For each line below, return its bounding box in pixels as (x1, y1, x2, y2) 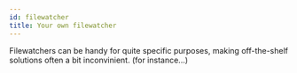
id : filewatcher (9, 12, 69, 22)
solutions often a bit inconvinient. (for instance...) (9, 55, 189, 65)
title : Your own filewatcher (9, 21, 117, 30)
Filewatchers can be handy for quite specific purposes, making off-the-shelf (9, 45, 288, 55)
